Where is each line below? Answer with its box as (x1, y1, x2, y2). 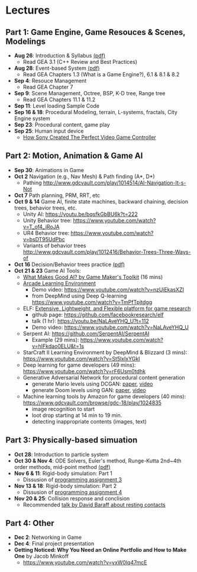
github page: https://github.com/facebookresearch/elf (31, 311, 164, 318)
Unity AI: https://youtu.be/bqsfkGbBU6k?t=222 (22, 211, 138, 218)
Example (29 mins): (31, 336, 79, 343)
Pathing (22, 179, 42, 186)
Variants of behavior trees (22, 242, 86, 249)
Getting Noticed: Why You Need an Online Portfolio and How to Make (14, 547, 187, 554)
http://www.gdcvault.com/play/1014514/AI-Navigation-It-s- (43, 179, 186, 186)
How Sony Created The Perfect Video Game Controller (22, 134, 156, 141)
